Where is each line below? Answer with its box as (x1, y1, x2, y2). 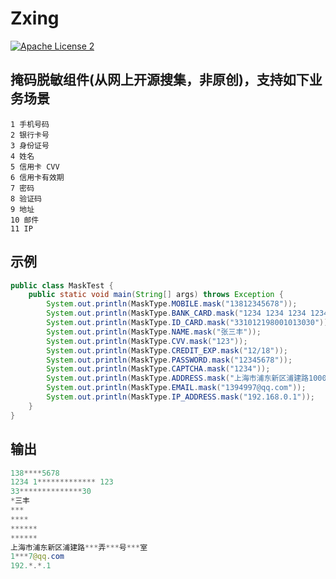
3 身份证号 (10, 140, 50, 151)
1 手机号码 (10, 119, 50, 129)
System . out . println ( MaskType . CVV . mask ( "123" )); (46, 336, 248, 346)
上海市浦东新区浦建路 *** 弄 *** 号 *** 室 (10, 542, 148, 552)
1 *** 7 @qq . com (10, 552, 65, 562)
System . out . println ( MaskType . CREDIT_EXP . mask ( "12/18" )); (46, 345, 288, 356)
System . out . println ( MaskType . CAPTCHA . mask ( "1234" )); (46, 364, 271, 374)
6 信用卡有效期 (10, 172, 65, 182)
